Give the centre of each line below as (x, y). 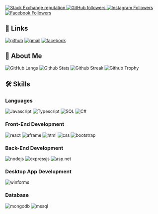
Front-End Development (35, 124)
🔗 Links (17, 28)
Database (17, 195)
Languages (19, 101)
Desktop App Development (39, 171)
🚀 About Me (24, 56)
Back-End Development (34, 148)
